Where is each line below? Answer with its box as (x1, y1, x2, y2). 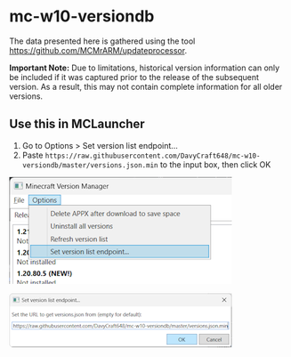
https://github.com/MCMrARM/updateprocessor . (9, 45, 188, 55)
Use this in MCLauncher (9, 117, 145, 132)
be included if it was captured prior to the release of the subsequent (9, 71, 260, 82)
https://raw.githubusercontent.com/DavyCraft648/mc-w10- (44, 151, 261, 160)
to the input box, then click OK (159, 158, 271, 170)
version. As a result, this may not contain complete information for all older (9, 81, 283, 92)
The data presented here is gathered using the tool (9, 36, 196, 46)
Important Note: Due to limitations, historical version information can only (9, 62, 280, 73)
